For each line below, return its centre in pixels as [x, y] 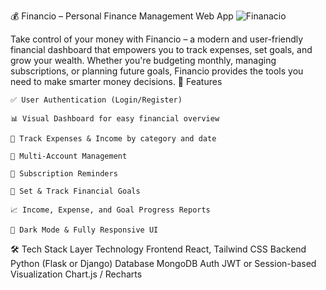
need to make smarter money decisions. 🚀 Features [116, 81]
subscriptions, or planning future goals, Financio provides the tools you [157, 71]
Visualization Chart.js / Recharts [76, 274]
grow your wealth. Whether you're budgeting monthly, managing [143, 60]
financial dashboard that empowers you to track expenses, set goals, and [161, 49]
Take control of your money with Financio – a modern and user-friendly [157, 39]
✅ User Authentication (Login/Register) [96, 100]
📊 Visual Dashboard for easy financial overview [115, 119]
